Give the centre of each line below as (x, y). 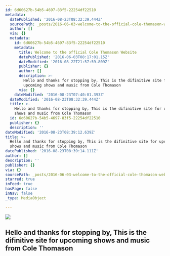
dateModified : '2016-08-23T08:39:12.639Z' (51, 132)
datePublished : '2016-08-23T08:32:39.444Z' (56, 19)
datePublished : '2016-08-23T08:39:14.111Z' (52, 151)
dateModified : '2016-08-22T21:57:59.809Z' (64, 62)
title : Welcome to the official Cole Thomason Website (78, 52)
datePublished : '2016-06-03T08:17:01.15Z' (64, 57)
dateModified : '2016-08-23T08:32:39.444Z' (55, 99)
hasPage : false (21, 189)
